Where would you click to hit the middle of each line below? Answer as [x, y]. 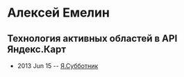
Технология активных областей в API [92, 38]
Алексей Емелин [58, 13]
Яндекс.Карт [37, 49]
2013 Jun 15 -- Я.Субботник [58, 66]
